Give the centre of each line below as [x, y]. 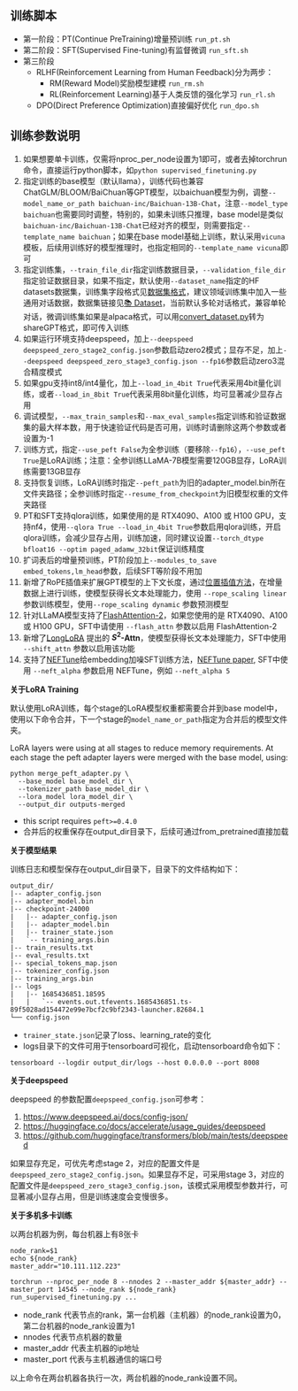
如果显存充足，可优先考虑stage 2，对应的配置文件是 [105, 1164]
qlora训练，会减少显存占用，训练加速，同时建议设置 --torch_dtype [143, 537]
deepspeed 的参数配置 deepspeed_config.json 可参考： [108, 1099]
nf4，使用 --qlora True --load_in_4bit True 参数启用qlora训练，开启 [156, 526]
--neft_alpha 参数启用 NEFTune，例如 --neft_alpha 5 [132, 671]
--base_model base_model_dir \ [76, 781]
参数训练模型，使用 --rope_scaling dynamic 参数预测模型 [126, 603]
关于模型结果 [33, 850]
